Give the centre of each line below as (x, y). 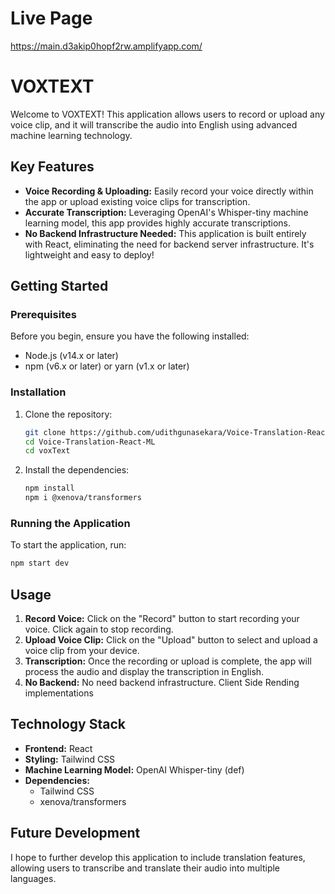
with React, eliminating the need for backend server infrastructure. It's (169, 244)
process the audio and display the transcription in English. (144, 672)
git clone (45, 432)
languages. (33, 878)
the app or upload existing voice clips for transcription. (137, 201)
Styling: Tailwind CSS (70, 759)
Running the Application (70, 523)
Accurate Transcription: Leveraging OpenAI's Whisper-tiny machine (166, 212)
